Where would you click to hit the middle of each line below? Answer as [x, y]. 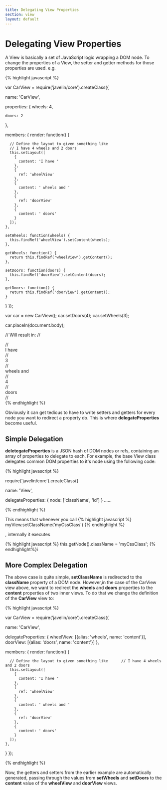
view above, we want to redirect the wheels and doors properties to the [79, 588]
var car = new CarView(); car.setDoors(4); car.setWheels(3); [67, 316]
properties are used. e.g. [30, 68]
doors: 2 [14, 116]
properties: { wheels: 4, [29, 107]
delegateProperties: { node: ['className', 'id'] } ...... [58, 500]
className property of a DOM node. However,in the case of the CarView [81, 582]
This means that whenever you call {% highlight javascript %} [69, 520]
